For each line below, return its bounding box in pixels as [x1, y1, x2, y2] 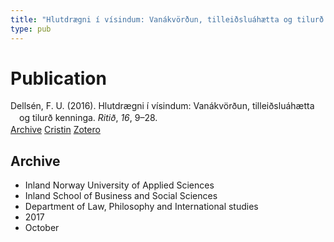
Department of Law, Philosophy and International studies [24, 201, 259, 213]
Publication [10, 67, 107, 90]
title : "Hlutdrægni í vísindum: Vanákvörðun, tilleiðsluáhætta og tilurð [10, 14, 325, 25]
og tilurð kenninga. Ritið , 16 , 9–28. [19, 112, 158, 124]
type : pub [10, 24, 52, 34]
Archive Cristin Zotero [10, 124, 101, 136]
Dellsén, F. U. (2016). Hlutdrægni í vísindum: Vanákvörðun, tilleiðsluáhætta [10, 100, 315, 112]
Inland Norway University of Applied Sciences [24, 179, 215, 191]
